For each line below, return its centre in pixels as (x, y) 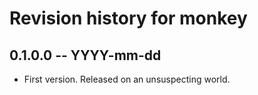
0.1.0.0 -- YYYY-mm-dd (85, 55)
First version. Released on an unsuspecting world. (127, 79)
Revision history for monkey (128, 18)
